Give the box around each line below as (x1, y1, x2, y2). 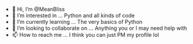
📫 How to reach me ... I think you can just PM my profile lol (11, 32, 159, 38)
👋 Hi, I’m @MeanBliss (11, 6, 65, 12)
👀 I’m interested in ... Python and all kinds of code (11, 12, 135, 19)
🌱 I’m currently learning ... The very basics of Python (11, 18, 143, 25)
